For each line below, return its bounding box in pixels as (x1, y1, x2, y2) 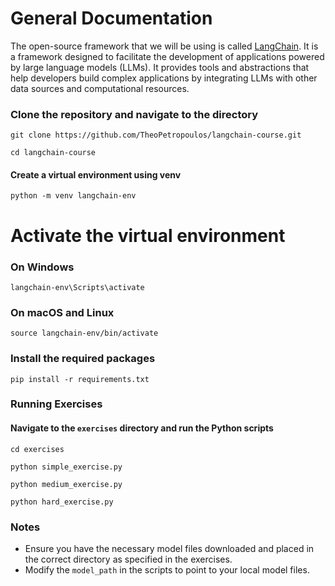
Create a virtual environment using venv (10, 168, 182, 181)
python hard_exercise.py (10, 497, 114, 507)
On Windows (10, 260, 75, 274)
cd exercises (10, 444, 65, 454)
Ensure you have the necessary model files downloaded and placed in (24, 542, 315, 554)
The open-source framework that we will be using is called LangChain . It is (10, 40, 319, 52)
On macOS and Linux (10, 305, 115, 319)
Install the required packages (10, 352, 156, 366)
